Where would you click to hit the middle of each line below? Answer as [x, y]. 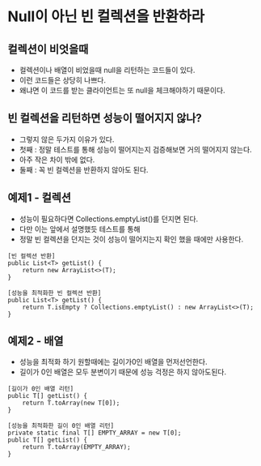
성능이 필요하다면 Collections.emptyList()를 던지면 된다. [109, 219]
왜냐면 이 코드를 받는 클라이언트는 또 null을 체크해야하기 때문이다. [122, 90]
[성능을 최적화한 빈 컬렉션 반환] [55, 293]
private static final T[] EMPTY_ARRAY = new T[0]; [95, 433]
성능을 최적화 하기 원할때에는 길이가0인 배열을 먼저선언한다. [113, 362]
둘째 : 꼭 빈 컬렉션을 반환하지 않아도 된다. [84, 169]
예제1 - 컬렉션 [40, 198]
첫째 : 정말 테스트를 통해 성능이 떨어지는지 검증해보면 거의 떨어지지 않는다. [135, 149]
